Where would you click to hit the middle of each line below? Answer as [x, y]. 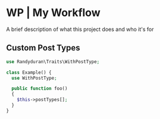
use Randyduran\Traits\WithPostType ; [53, 62]
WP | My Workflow [53, 13]
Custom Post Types [43, 48]
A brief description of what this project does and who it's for [80, 29]
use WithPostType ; [34, 78]
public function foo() [40, 89]
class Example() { [29, 72]
